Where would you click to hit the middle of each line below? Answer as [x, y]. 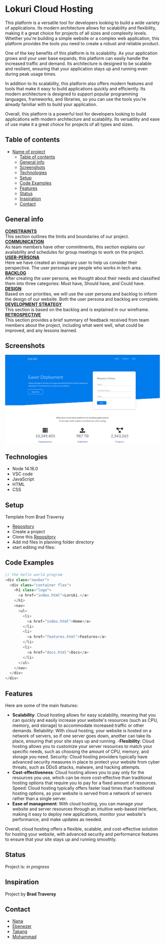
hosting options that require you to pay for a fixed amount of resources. [84, 783]
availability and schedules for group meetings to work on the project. [75, 252]
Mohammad [24, 937]
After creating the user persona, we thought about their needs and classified [82, 278]
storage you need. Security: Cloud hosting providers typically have [80, 757]
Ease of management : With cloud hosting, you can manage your [78, 803]
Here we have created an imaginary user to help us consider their [71, 262]
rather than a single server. [40, 798]
